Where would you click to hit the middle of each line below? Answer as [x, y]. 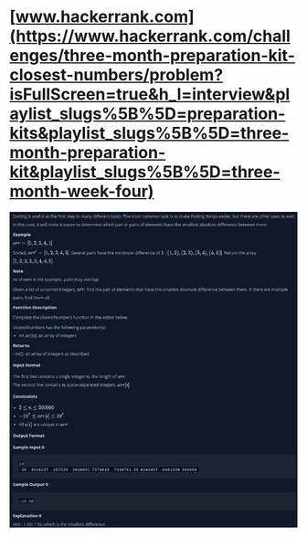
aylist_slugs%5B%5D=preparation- [148, 114]
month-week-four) [82, 191]
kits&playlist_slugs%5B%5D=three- [149, 133]
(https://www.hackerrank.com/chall [150, 36]
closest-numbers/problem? [116, 75]
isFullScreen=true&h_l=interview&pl [150, 95]
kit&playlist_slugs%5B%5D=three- [145, 172]
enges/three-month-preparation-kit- [152, 56]
